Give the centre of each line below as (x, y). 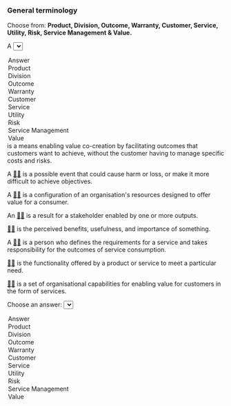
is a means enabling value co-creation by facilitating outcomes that (102, 146)
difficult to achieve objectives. (50, 181)
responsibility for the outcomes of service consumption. (87, 250)
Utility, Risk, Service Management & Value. (70, 33)
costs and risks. (30, 160)
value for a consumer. (38, 202)
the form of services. (37, 291)
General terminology (42, 10)
